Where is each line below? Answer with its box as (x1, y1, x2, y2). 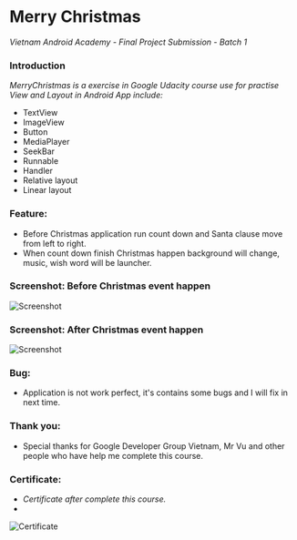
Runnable (22, 156, 59, 167)
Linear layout (22, 185, 72, 196)
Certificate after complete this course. (22, 494, 167, 504)
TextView (22, 107, 58, 118)
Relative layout (22, 175, 78, 186)
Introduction (9, 59, 66, 72)
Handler (22, 166, 53, 177)
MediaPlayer (22, 137, 70, 148)
